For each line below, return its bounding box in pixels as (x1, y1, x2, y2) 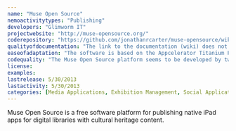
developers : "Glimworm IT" (7, 23, 86, 30)
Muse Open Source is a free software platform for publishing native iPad (7, 108, 216, 117)
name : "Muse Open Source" (7, 10, 83, 18)
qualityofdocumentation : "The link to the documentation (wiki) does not (7, 43, 228, 50)
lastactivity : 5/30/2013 (7, 82, 80, 89)
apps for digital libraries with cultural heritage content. (7, 116, 164, 124)
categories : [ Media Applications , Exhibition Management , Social (7, 89, 202, 96)
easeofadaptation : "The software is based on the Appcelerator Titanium (7, 50, 225, 57)
